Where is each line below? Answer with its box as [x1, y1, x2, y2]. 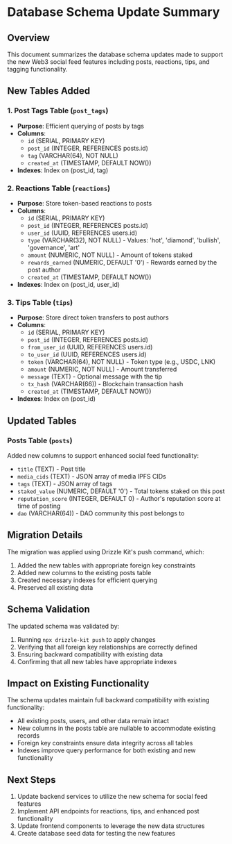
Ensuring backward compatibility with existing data [17, 650, 163, 659]
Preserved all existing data [17, 583, 93, 591]
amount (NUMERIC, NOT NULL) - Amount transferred [27, 365, 177, 374]
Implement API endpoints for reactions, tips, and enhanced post [17, 807, 199, 816]
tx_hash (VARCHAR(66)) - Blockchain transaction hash [27, 380, 184, 388]
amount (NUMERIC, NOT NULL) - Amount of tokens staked [27, 251, 193, 259]
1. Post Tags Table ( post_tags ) [7, 106, 109, 115]
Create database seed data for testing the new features [17, 829, 175, 838]
